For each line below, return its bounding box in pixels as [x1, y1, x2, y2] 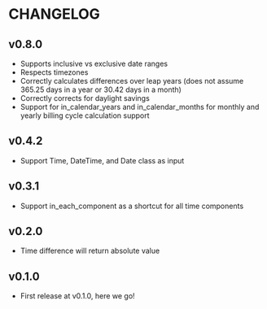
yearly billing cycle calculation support [20, 111, 150, 120]
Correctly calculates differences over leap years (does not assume [20, 76, 244, 85]
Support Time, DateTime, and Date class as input [20, 155, 185, 165]
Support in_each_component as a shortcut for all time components [20, 201, 244, 211]
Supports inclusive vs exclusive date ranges [20, 59, 169, 68]
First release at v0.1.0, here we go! [20, 291, 136, 301]
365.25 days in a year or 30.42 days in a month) [20, 85, 182, 94]
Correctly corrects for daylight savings [20, 94, 151, 102]
